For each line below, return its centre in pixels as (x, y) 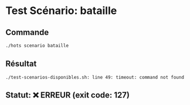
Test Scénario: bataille (61, 11)
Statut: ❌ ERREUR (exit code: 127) (68, 95)
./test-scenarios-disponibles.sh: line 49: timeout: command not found (95, 77)
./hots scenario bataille (37, 45)
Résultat (21, 64)
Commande (27, 32)
